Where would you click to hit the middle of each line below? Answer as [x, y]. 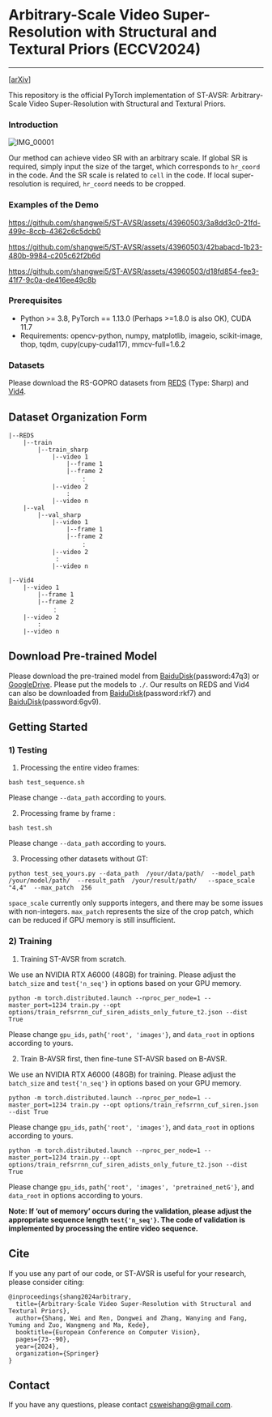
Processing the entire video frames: [80, 768]
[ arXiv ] [20, 79]
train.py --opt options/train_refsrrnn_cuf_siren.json [164, 1105]
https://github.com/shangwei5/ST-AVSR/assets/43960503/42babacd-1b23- [136, 247]
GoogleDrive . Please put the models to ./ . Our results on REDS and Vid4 [129, 684]
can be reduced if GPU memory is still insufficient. [92, 920]
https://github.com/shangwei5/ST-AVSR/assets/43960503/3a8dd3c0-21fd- [134, 222]
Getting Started [48, 727]
